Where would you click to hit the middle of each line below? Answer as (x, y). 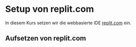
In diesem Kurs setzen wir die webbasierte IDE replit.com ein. (68, 23)
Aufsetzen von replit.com (46, 38)
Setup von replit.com (49, 9)
